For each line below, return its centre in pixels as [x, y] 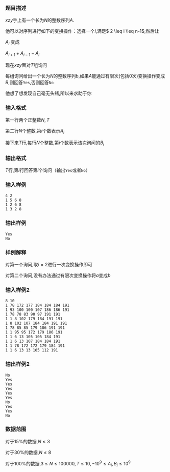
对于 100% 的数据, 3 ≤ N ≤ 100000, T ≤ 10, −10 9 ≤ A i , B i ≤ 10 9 [68, 464]
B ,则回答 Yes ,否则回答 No [30, 82]
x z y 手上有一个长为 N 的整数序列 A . [40, 20]
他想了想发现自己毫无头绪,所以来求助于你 [48, 93]
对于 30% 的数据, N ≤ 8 [28, 452]
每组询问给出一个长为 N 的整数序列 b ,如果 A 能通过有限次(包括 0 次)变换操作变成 [85, 76]
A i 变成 [13, 43]
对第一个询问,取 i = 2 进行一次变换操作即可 [49, 264]
